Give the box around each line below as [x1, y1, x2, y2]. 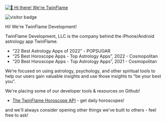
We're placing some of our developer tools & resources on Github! [5, 88, 140, 93]
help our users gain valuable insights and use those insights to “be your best [5, 73, 162, 79]
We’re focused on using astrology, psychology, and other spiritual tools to [5, 68, 156, 74]
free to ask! [5, 112, 29, 118]
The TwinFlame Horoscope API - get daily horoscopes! [12, 97, 125, 103]
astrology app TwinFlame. [5, 38, 58, 44]
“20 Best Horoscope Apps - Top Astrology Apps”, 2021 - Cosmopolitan [12, 59, 157, 64]
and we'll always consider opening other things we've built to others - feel [5, 107, 157, 113]
